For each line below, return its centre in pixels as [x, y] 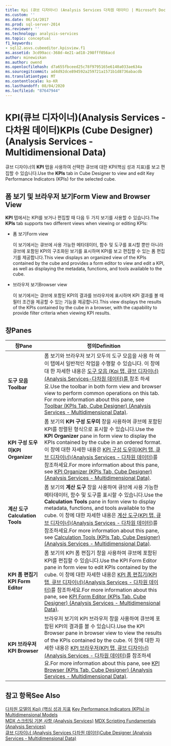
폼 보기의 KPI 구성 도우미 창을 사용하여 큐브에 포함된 [103, 421]
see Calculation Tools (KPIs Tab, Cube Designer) [102, 537]
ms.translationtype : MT [31, 77]
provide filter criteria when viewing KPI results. [62, 313]
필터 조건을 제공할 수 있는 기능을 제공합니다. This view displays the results [87, 302]
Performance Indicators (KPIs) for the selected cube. [61, 179]
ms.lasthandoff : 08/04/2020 [35, 86]
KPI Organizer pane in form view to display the [100, 436]
